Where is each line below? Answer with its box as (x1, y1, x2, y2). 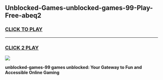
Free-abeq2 (5, 12, 42, 20)
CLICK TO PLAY (5, 26, 43, 33)
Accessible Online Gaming (5, 69, 60, 75)
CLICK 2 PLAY (5, 44, 39, 51)
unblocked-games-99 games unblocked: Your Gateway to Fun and (5, 64, 142, 70)
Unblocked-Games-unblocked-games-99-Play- (5, 4, 153, 12)
